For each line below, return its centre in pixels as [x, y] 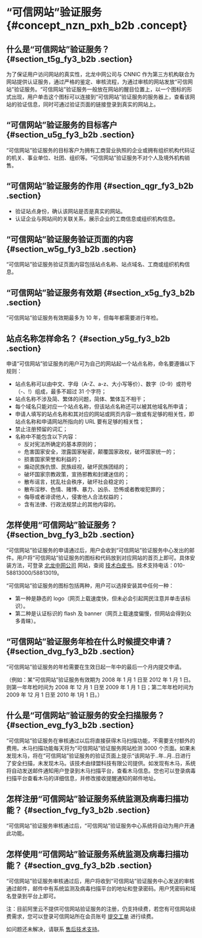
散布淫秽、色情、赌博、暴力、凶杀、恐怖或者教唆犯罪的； [95, 489]
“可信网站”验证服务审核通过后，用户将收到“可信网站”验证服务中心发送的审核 [100, 881]
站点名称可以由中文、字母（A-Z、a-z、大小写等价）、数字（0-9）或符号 [103, 384]
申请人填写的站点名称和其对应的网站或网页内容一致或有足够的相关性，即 [104, 414]
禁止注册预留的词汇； [41, 429]
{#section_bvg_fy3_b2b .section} [71, 535]
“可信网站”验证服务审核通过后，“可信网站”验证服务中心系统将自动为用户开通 [100, 826]
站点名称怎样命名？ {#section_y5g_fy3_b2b [88, 339]
